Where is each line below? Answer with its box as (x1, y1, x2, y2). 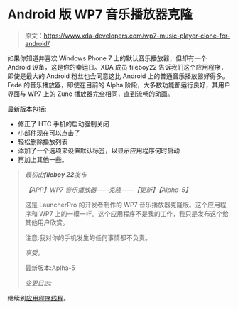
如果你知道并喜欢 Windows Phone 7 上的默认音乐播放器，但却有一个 (7, 54, 207, 63)
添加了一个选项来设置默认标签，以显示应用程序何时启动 (17, 146, 180, 155)
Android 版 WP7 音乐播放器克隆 (7, 6, 193, 23)
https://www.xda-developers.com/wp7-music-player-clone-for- (43, 31, 231, 40)
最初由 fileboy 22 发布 (24, 170, 87, 178)
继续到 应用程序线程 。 (7, 293, 70, 302)
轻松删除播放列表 (17, 137, 68, 146)
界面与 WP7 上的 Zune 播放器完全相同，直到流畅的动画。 (7, 90, 174, 98)
